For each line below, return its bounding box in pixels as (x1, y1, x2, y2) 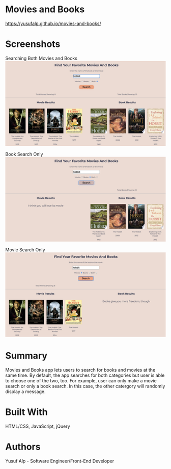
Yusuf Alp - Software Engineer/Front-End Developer (5, 458, 115, 464)
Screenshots (5, 38, 61, 50)
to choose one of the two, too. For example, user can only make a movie (5, 378, 157, 384)
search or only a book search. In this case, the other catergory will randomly (5, 383, 165, 389)
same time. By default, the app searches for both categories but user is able (5, 372, 165, 378)
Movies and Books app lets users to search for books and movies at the (5, 367, 156, 373)
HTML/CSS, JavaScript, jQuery (5, 423, 70, 429)
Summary (5, 350, 47, 361)
